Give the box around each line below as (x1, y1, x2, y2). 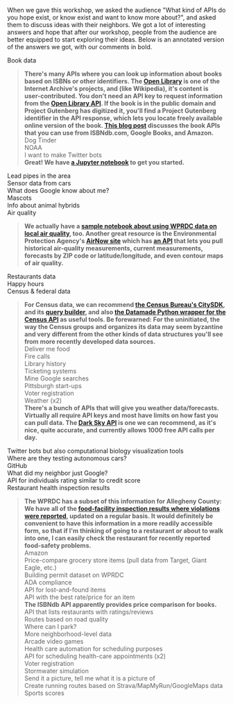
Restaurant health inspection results (7, 484, 110, 492)
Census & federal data (7, 287, 71, 295)
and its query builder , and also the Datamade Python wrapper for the (24, 308, 227, 316)
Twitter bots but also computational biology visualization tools (7, 447, 184, 455)
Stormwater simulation (24, 667, 89, 675)
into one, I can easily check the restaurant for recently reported (24, 534, 211, 542)
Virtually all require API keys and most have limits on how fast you (24, 411, 218, 419)
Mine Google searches (24, 374, 89, 383)
